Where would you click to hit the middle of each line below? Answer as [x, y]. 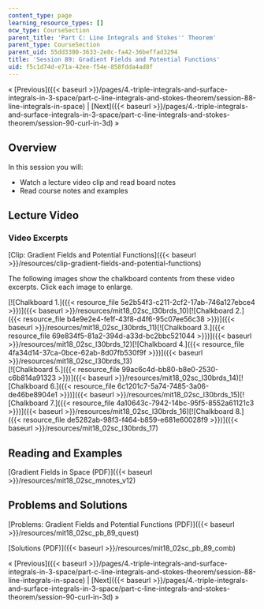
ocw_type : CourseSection [49, 30]
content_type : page [40, 15]
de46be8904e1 [33, 395]
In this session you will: [46, 167]
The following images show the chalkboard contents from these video [121, 279]
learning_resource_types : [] [56, 23]
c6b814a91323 [32, 378]
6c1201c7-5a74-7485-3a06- [163, 386]
